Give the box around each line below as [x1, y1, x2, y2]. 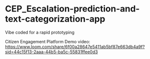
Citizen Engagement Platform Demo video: [5, 38, 91, 44]
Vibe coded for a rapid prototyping [5, 29, 75, 35]
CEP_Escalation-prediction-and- [5, 3, 140, 14]
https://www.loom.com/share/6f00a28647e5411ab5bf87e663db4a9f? [5, 44, 145, 49]
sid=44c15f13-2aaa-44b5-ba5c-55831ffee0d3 [5, 49, 98, 55]
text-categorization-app [5, 13, 106, 24]
